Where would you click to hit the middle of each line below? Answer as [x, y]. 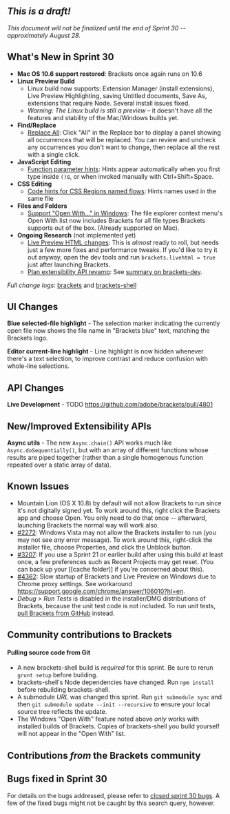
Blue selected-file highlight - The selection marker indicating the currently [114, 323]
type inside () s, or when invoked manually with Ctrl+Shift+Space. [121, 176]
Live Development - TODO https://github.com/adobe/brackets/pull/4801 [110, 405]
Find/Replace [36, 125]
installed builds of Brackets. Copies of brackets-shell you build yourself [118, 726]
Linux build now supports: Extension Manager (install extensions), [121, 88]
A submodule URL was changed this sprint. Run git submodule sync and [119, 697]
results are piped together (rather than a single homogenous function [105, 458]
